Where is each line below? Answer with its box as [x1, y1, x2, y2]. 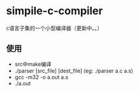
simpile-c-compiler [6, 4, 104, 18]
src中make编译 [14, 61, 51, 68]
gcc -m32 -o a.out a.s [14, 73, 69, 81]
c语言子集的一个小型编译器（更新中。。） [6, 24, 102, 31]
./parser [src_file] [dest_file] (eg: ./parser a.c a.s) [14, 67, 134, 74]
